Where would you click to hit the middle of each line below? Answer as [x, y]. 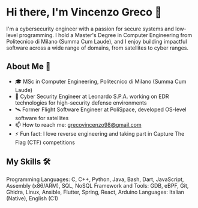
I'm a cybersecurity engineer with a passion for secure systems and [90, 29]
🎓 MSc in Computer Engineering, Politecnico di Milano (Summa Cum [101, 81]
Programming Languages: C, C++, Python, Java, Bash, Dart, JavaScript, [95, 179]
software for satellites [42, 118]
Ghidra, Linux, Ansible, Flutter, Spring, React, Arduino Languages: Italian [95, 192]
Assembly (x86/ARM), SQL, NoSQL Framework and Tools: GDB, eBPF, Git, [97, 185]
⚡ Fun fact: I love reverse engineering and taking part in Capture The [100, 133]
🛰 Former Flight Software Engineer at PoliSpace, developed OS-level [101, 109]
